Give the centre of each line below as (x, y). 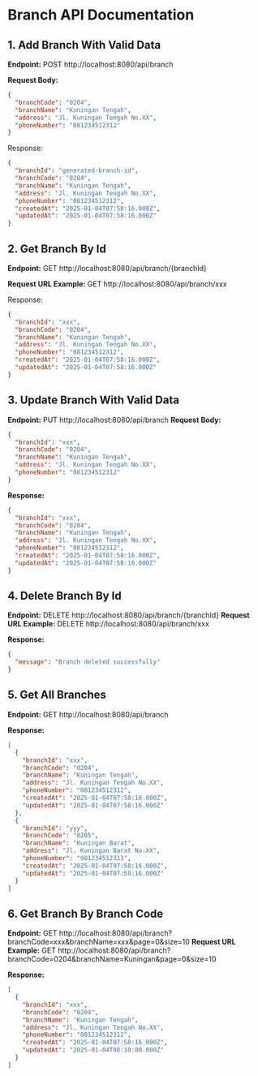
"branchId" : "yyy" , (55, 828)
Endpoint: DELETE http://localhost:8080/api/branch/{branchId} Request (129, 615)
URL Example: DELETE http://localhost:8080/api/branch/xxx (109, 624)
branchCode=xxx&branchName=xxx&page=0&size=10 (99, 942)
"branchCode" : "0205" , (60, 836)
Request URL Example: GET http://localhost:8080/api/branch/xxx (118, 284)
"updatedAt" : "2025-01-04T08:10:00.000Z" (93, 1050)
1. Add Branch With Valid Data (84, 45)
